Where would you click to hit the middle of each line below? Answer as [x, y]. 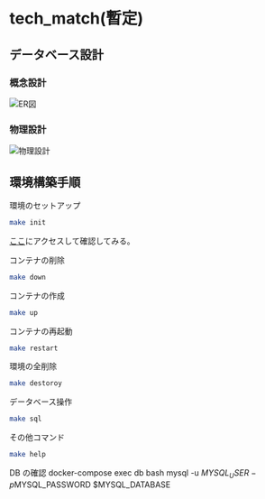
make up [24, 312]
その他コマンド [37, 438]
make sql [26, 419]
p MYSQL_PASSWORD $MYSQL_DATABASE [90, 485]
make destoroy [36, 383]
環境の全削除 [33, 366]
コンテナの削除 [37, 260]
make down [28, 277]
